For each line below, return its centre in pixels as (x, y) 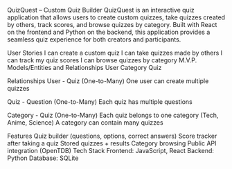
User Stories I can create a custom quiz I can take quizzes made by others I (115, 53)
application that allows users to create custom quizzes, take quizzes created (116, 17)
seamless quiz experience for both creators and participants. (94, 39)
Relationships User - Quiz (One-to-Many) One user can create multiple (108, 81)
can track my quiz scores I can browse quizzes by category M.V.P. (102, 60)
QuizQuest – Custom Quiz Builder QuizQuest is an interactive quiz (101, 10)
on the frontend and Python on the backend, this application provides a (109, 32)
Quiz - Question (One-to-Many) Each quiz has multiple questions (100, 102)
